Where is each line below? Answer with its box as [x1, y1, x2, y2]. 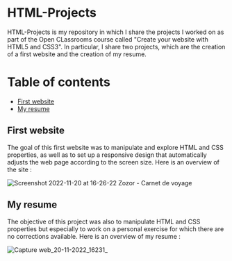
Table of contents [7, 74, 111, 90]
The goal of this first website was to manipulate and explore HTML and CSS [7, 143, 224, 151]
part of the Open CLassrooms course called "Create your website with [7, 35, 208, 43]
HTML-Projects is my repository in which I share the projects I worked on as [7, 28, 224, 36]
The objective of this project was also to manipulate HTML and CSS [7, 217, 201, 226]
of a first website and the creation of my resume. [7, 50, 147, 58]
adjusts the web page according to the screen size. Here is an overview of [7, 158, 220, 166]
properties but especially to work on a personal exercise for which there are [7, 224, 224, 233]
